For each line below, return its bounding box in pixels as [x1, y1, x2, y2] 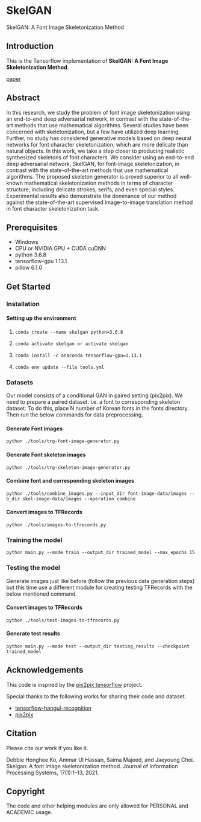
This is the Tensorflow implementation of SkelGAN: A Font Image [6, 57, 169, 64]
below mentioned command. [6, 590, 77, 597]
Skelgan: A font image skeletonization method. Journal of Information [6, 762, 179, 769]
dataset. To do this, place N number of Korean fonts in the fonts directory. [6, 405, 189, 412]
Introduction [6, 41, 54, 51]
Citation [6, 728, 37, 739]
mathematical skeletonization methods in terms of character [23, 179, 173, 186]
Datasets [6, 378, 33, 386]
